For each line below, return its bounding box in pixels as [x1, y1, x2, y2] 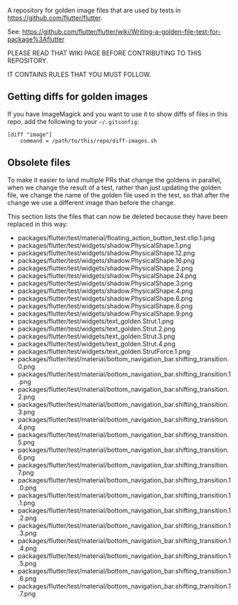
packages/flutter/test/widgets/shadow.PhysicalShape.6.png [17, 294, 193, 302]
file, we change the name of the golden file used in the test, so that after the [7, 190, 229, 199]
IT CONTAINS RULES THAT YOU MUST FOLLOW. [7, 71, 151, 78]
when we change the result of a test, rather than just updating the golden [7, 183, 222, 192]
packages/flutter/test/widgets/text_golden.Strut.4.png [17, 339, 175, 348]
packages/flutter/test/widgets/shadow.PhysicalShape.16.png [17, 256, 195, 264]
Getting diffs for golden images [7, 91, 148, 103]
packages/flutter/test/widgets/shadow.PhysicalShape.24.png [17, 271, 197, 280]
